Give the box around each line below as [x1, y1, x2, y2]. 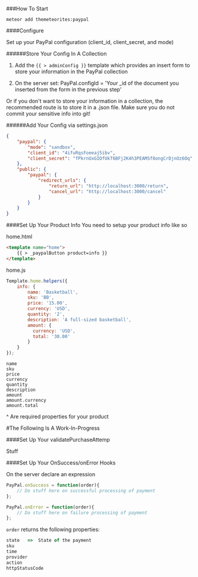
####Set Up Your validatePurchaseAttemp [6, 436, 110, 443]
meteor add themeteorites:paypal [6, 17, 89, 23]
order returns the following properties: [6, 526, 100, 533]
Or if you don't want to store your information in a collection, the [6, 98, 164, 104]
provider [6, 554, 28, 560]
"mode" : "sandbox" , [27, 144, 76, 150]
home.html [6, 233, 33, 240]
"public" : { [17, 166, 46, 172]
